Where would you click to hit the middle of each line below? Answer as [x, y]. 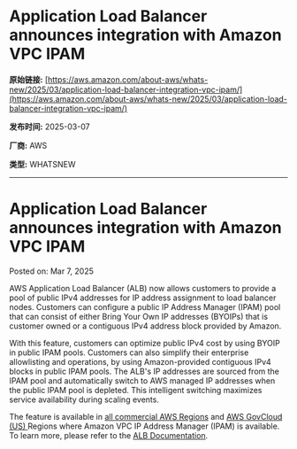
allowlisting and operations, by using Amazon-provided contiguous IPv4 [140, 361]
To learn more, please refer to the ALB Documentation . [109, 435]
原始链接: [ [29, 79]
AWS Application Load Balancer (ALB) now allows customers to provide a [143, 288]
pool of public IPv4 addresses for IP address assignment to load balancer [143, 298]
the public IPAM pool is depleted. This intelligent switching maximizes [136, 390]
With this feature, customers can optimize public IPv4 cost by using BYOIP [145, 343]
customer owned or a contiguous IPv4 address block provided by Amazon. [145, 326]
